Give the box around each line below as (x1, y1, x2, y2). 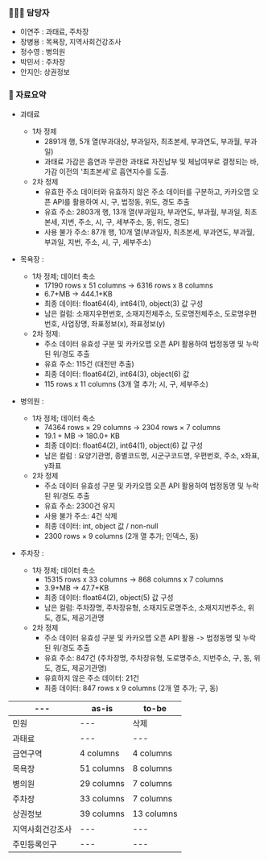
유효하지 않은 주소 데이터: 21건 (43, 673, 139, 682)
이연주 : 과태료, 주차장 (19, 27, 89, 37)
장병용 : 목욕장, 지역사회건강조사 (19, 37, 122, 47)
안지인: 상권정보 (19, 67, 70, 77)
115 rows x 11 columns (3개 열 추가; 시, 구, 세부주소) (43, 379, 209, 388)
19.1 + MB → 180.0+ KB (43, 431, 121, 441)
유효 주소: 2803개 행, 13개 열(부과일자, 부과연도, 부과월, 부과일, (43, 207, 243, 217)
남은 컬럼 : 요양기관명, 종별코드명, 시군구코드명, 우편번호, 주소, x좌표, (43, 450, 260, 460)
